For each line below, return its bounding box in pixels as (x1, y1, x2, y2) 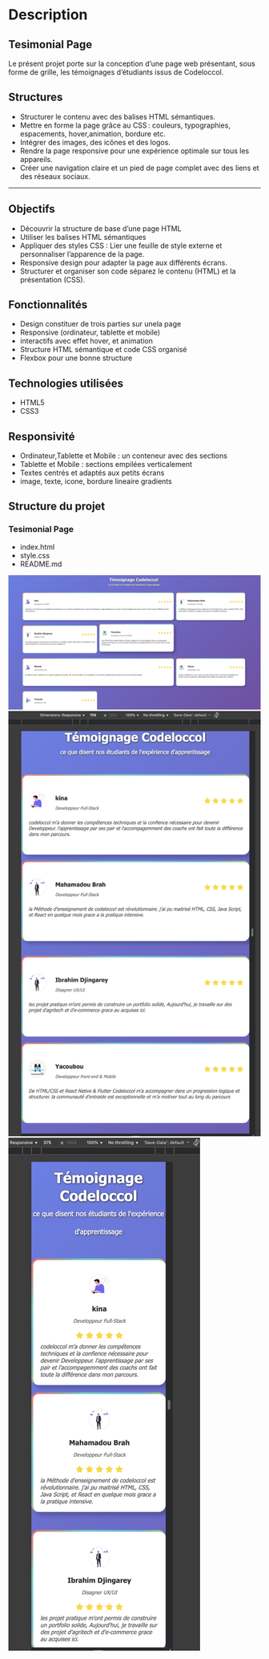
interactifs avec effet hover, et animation (19, 336, 154, 346)
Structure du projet (8, 500, 106, 513)
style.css (19, 550, 50, 560)
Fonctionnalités (8, 298, 88, 312)
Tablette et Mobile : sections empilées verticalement (19, 460, 193, 469)
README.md (19, 559, 62, 569)
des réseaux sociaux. (19, 171, 90, 181)
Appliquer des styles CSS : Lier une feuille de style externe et (19, 241, 223, 250)
